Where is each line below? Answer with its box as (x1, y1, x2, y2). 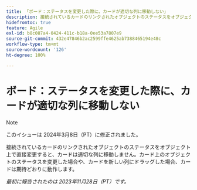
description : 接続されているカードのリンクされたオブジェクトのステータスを (6, 14, 171, 20)
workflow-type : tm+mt (6, 42, 59, 48)
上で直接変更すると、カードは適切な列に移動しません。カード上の (6, 151, 165, 158)
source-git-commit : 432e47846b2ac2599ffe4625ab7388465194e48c (6, 36, 161, 42)
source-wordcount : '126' (6, 47, 67, 53)
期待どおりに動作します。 (16, 165, 78, 172)
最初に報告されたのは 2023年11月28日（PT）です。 (6, 178, 130, 185)
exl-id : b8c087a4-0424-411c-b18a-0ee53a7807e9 (6, 30, 122, 36)
